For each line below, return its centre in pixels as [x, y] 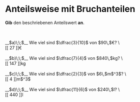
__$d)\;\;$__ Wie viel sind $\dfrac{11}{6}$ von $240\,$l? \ [62, 89]
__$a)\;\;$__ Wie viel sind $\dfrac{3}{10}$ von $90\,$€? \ [62, 42]
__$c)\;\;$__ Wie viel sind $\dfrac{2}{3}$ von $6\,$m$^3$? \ [66, 74]
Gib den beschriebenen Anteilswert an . [45, 23]
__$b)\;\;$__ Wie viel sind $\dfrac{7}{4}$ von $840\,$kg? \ [64, 58]
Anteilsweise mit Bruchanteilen [70, 9]
